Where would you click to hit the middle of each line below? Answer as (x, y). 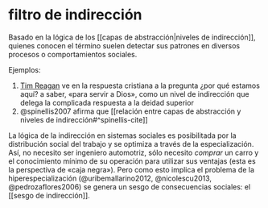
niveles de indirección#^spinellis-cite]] (84, 119)
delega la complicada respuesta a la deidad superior (107, 102)
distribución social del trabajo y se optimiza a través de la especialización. (131, 144)
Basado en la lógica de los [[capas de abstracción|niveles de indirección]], (132, 37)
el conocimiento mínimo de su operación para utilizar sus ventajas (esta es (132, 161)
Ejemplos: (25, 69)
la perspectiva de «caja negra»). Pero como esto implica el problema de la (132, 169)
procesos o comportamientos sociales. (73, 54)
